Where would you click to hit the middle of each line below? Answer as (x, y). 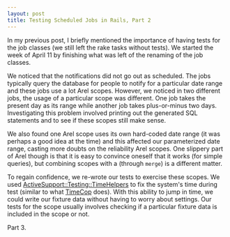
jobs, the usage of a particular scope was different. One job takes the (107, 98)
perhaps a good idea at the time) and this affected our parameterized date (114, 141)
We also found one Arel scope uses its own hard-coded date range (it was (114, 134)
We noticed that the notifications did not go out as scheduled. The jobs (109, 76)
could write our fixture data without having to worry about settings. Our (109, 199)
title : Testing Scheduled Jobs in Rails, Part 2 (79, 20)
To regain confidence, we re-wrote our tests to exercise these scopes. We (114, 177)
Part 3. (17, 227)
